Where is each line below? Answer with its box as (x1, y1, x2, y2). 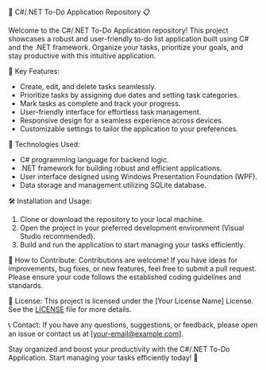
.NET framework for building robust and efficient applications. (19, 163, 222, 173)
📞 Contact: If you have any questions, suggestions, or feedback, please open (8, 320, 258, 329)
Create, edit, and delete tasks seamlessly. (19, 82, 156, 91)
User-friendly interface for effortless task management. (19, 107, 202, 116)
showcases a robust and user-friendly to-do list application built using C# (8, 34, 249, 43)
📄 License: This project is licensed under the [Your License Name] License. (8, 296, 254, 306)
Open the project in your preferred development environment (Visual (19, 223, 245, 232)
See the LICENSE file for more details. (8, 305, 133, 314)
